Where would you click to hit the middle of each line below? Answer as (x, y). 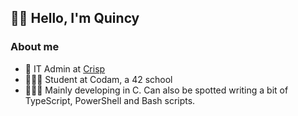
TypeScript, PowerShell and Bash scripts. (110, 100)
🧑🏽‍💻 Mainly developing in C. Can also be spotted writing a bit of (156, 90)
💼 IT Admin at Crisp (65, 68)
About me (35, 47)
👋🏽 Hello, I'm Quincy (75, 18)
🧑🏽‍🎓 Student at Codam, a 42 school (98, 79)
